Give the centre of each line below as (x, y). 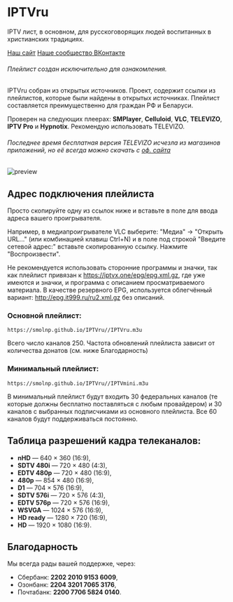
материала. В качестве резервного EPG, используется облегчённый (110, 290)
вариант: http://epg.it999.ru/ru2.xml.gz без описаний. (86, 297)
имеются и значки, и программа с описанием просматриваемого (106, 283)
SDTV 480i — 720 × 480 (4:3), (62, 465)
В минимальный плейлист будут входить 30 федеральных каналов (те (113, 396)
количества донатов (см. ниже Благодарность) (78, 351)
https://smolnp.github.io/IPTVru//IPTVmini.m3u (78, 383)
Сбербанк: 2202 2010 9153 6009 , (68, 577)
